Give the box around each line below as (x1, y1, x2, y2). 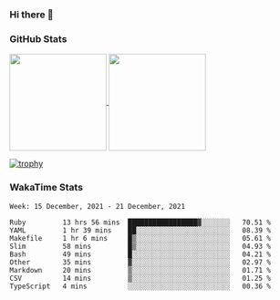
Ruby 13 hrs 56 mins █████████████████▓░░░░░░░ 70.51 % (9, 218, 272, 227)
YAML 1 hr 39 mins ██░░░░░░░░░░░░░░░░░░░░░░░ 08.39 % (9, 225, 272, 235)
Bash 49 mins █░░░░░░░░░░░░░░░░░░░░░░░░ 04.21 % (9, 250, 272, 259)
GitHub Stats (9, 32, 67, 45)
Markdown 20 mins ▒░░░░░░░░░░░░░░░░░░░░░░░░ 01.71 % (9, 265, 272, 274)
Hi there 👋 (9, 8, 55, 21)
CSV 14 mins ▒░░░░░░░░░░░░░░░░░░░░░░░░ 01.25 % (9, 274, 272, 283)
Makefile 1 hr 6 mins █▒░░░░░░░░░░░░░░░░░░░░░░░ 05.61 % (9, 233, 272, 243)
